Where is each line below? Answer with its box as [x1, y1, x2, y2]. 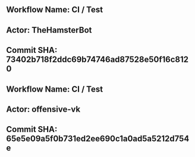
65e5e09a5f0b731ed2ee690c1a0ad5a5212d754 [6, 134, 190, 144]
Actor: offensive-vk [6, 104, 81, 114]
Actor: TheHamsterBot [6, 25, 92, 35]
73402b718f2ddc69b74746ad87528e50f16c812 [6, 55, 189, 65]
